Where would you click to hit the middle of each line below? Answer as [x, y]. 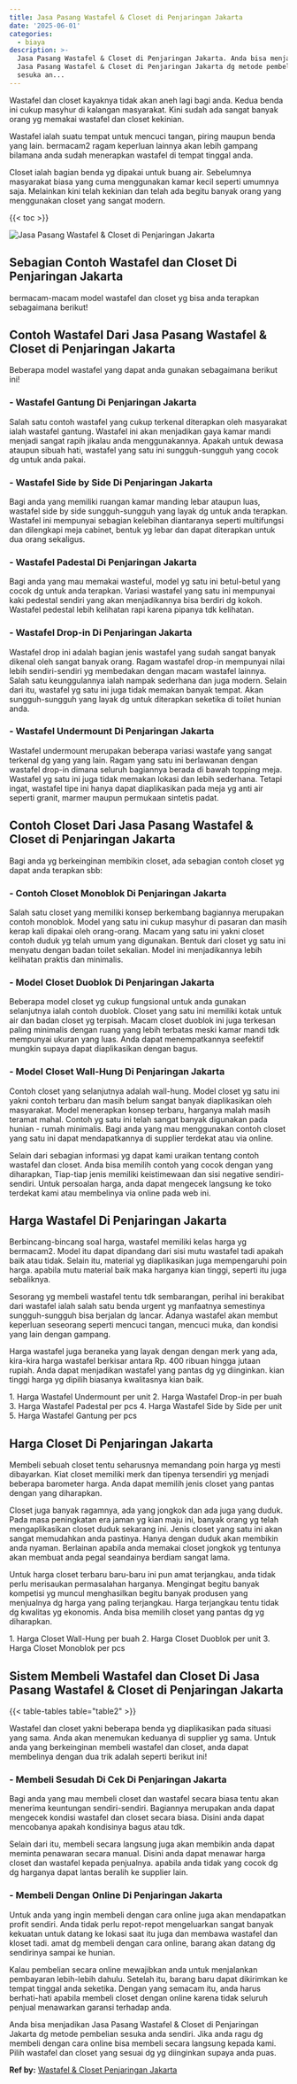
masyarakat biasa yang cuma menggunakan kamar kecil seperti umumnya [144, 182]
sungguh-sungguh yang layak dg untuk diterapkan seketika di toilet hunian [145, 699]
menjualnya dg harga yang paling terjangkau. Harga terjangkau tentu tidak [144, 1603]
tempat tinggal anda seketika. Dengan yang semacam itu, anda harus [135, 1988]
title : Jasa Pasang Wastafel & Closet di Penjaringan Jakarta [126, 17]
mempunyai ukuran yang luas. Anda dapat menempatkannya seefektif [137, 1039]
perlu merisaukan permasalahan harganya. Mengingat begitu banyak [134, 1584]
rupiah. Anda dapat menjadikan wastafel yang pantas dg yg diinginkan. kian [147, 1370]
